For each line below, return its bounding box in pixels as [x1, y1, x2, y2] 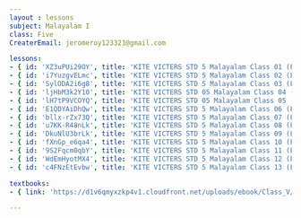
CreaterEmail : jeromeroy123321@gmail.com [9, 38, 167, 48]
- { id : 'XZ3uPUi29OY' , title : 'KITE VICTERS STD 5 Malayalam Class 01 [9, 63, 282, 72]
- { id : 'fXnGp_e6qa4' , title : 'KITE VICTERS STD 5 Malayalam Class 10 [9, 138, 282, 147]
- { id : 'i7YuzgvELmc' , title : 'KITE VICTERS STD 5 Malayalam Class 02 [9, 71, 282, 81]
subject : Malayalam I [9, 22, 90, 31]
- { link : [9, 187, 47, 196]
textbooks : [9, 179, 50, 188]
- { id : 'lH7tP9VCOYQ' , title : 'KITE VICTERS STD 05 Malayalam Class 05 [9, 96, 287, 105]
